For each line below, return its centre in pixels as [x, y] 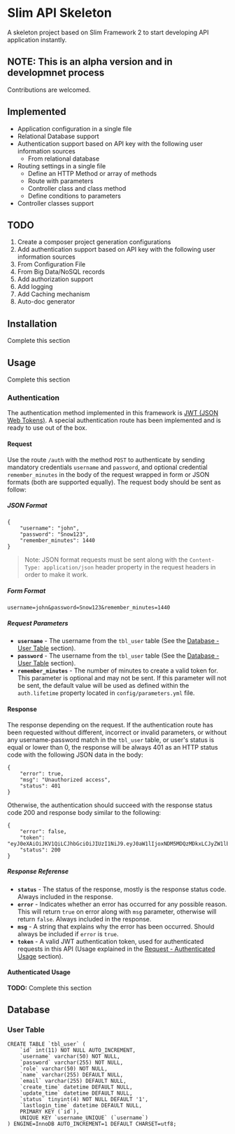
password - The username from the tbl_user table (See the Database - [118, 656]
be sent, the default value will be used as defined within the [103, 686]
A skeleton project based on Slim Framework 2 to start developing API [108, 32]
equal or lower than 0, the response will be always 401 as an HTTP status [113, 747]
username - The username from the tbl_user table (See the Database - [118, 641]
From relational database [64, 158]
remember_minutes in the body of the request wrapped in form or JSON [108, 474]
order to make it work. [56, 575]
